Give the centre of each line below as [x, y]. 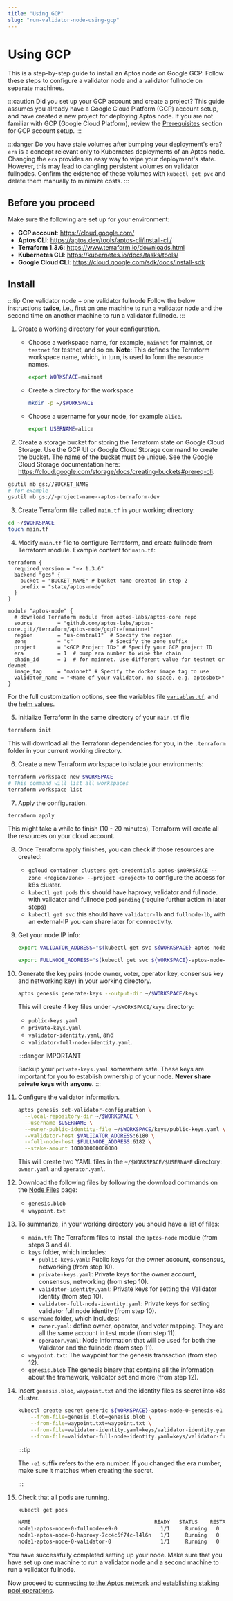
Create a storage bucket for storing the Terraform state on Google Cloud [121, 442]
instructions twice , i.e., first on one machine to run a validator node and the [115, 308]
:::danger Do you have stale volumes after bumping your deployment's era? [115, 144]
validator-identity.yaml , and [71, 1035]
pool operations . [31, 1590]
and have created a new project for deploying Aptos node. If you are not [111, 116]
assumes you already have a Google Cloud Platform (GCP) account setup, [113, 109]
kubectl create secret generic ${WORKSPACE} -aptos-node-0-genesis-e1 [120, 1411]
